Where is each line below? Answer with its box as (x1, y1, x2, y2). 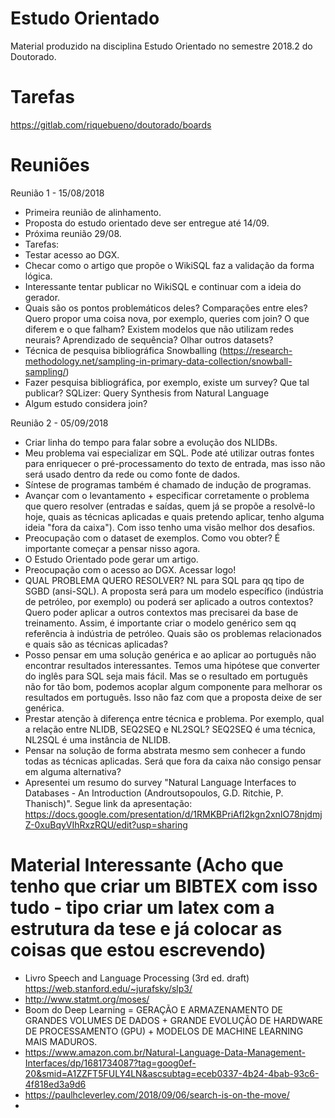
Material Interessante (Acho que (10, 854, 284, 876)
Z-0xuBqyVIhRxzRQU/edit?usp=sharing (24, 818, 188, 831)
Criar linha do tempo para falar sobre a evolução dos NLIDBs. (24, 436, 278, 448)
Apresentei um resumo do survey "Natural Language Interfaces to (24, 776, 297, 788)
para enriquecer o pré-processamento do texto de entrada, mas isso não (24, 457, 326, 469)
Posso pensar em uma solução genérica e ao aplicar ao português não (24, 648, 317, 661)
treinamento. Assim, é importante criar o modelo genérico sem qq (24, 617, 297, 629)
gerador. (24, 291, 61, 303)
